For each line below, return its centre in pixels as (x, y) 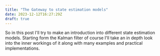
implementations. (23, 48)
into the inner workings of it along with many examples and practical (74, 43)
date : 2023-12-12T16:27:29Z (34, 14)
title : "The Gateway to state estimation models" (57, 10)
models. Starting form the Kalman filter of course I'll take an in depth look (79, 38)
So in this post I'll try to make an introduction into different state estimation (80, 33)
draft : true (17, 19)
